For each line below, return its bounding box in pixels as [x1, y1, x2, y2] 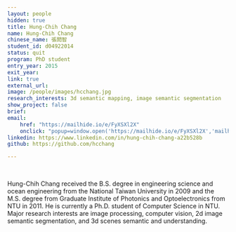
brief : [7, 108, 27, 115]
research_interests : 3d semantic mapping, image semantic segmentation [7, 95, 221, 102]
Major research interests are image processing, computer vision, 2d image [7, 210, 223, 218]
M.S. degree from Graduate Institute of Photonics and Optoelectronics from [7, 194, 225, 203]
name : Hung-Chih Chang [7, 29, 74, 37]
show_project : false [7, 102, 68, 109]
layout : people [7, 10, 52, 18]
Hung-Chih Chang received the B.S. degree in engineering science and [7, 179, 214, 188]
